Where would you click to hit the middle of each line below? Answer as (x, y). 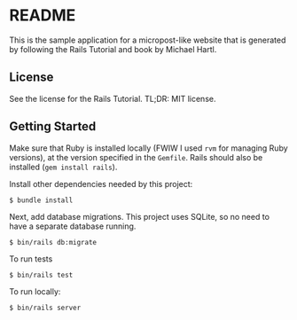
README (43, 16)
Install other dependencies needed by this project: (101, 183)
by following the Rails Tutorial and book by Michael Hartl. (113, 49)
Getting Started (53, 126)
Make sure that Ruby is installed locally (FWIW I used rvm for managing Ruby (148, 148)
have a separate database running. (73, 226)
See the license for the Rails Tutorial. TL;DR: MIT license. (113, 98)
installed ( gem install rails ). (63, 167)
